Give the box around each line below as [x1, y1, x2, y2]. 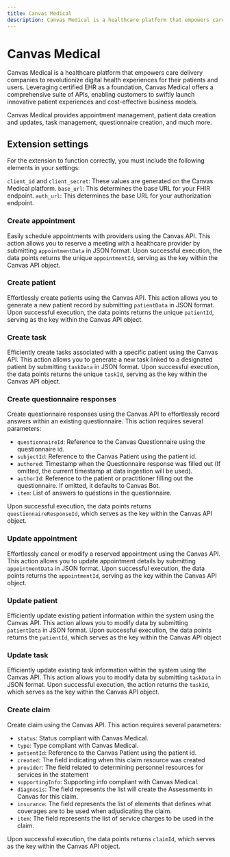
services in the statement [16, 770, 89, 779]
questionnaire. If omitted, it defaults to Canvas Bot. [16, 482, 161, 490]
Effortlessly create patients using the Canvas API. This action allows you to [7, 293, 218, 302]
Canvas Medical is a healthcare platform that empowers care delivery [7, 69, 203, 77]
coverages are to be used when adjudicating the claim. [16, 807, 172, 815]
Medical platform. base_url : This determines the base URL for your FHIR [7, 185, 211, 193]
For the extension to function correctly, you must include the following [7, 156, 205, 165]
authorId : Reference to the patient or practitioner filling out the [16, 474, 194, 482]
